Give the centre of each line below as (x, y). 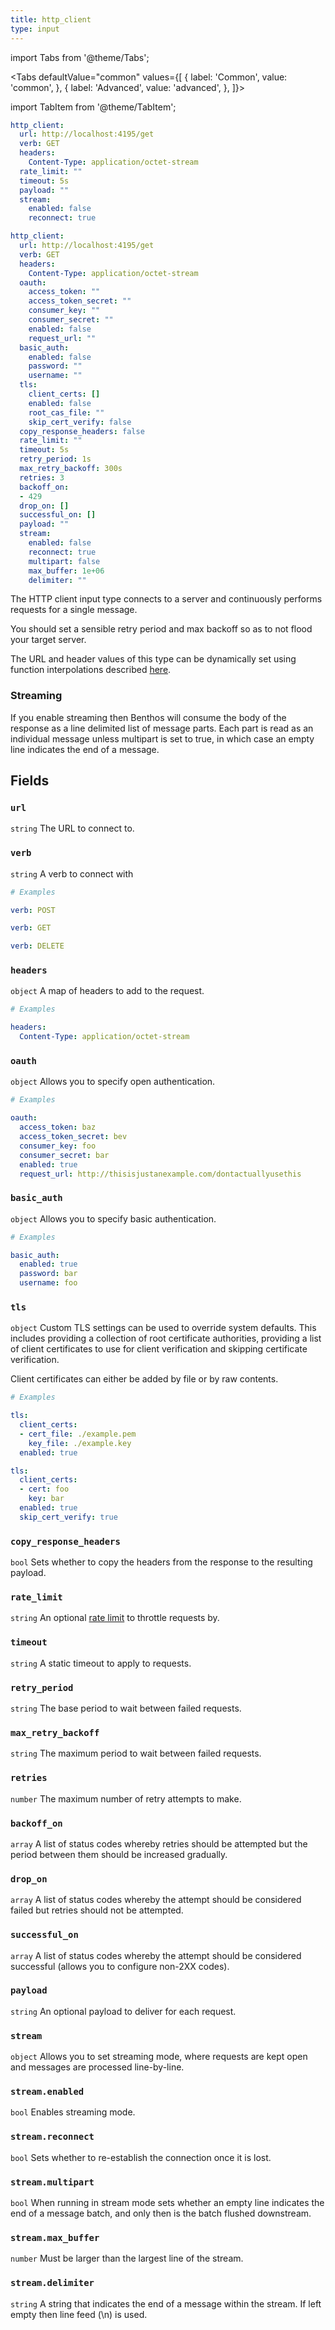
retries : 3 (42, 477)
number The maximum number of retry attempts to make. (126, 1798)
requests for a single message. (74, 610)
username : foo (48, 1283)
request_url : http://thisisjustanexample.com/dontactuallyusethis (160, 1174)
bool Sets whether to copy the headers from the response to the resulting (161, 1562)
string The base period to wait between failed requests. (126, 1708)
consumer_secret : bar (64, 1155)
